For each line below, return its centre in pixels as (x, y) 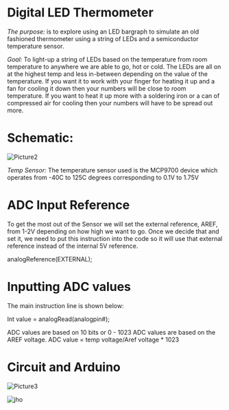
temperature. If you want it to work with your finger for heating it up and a (111, 81)
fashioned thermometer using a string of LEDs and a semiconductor (103, 38)
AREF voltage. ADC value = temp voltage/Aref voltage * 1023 (93, 339)
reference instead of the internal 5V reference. (73, 246)
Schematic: (40, 138)
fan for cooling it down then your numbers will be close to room (97, 88)
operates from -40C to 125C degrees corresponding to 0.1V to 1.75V (103, 177)
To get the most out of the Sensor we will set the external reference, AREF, (112, 224)
